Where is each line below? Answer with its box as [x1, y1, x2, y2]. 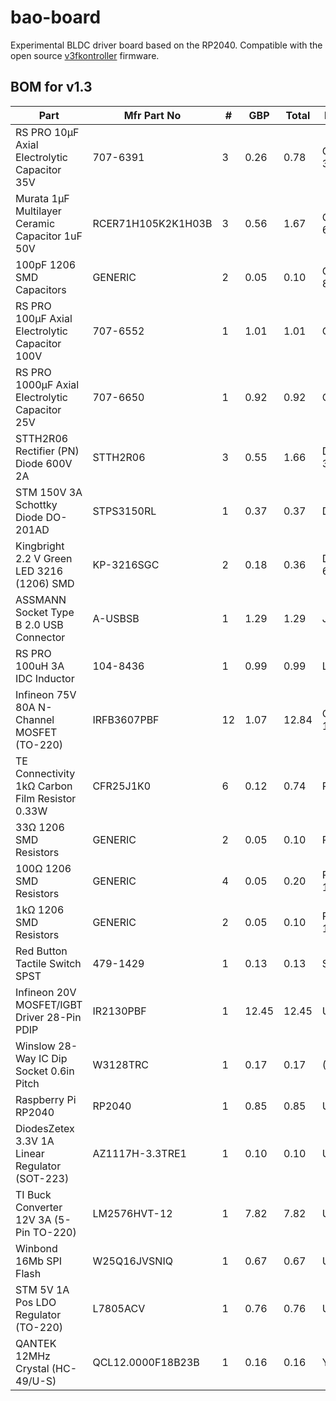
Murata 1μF [15, 191, 70, 205]
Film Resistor [15, 791, 77, 805]
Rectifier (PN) [15, 444, 80, 458]
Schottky [15, 497, 58, 511]
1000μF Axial [15, 377, 80, 391]
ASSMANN [15, 592, 67, 606]
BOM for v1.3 [10, 79, 93, 96]
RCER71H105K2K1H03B [92, 216, 213, 230]
